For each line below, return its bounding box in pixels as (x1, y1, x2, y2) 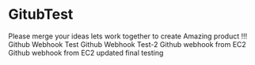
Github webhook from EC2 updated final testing (8, 48, 164, 57)
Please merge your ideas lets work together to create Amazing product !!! (8, 31, 248, 41)
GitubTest (8, 5, 74, 23)
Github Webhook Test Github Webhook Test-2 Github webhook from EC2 (8, 39, 247, 49)
